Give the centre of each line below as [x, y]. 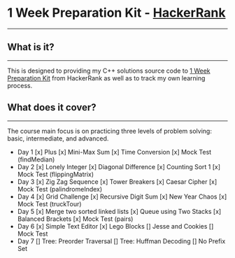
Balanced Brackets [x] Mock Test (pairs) [75, 219]
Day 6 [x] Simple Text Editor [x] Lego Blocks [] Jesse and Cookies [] [115, 226]
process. [20, 85]
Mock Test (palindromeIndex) [60, 189]
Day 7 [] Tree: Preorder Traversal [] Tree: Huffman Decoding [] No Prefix [121, 241]
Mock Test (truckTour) [49, 203]
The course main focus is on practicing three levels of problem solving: [109, 131]
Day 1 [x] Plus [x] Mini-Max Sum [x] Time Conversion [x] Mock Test [114, 152]
